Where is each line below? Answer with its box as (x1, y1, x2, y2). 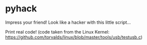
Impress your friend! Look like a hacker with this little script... (5, 19, 131, 25)
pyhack (5, 3, 37, 14)
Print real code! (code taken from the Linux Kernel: (5, 29, 109, 35)
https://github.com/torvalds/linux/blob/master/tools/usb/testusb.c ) (5, 34, 143, 40)
